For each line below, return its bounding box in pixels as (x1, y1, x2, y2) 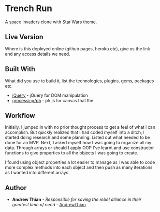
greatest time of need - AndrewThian (12, 202, 86, 208)
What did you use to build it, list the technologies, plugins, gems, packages (5, 78, 154, 84)
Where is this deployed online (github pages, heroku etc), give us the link (5, 45, 151, 51)
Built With (5, 65, 35, 73)
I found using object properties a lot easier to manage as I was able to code (5, 159, 155, 165)
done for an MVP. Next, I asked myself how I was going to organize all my (5, 140, 152, 146)
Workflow (5, 111, 35, 120)
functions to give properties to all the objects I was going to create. (5, 150, 139, 156)
